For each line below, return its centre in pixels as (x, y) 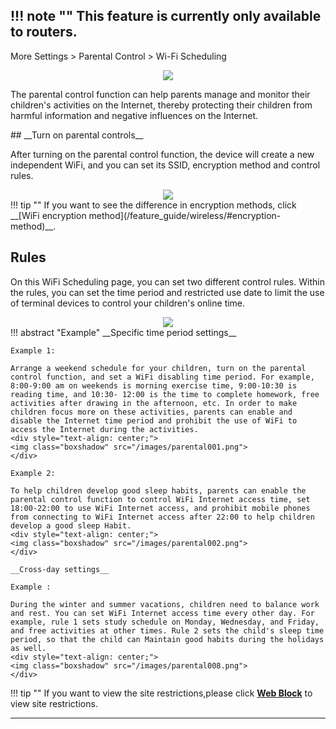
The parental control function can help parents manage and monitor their (160, 94)
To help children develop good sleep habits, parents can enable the (158, 490)
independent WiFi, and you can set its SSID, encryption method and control (165, 165)
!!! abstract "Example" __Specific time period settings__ (123, 332)
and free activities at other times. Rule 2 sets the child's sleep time (167, 630)
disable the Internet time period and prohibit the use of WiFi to (154, 420)
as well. (28, 648)
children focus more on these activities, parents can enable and (151, 412)
